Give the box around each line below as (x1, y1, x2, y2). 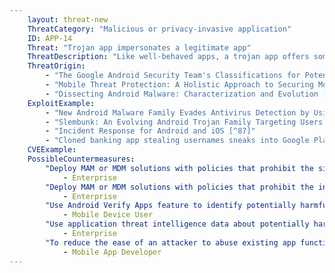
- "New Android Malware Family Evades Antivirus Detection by (45, 107, 310, 118)
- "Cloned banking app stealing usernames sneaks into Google (45, 136, 310, 146)
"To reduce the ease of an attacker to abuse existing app (45, 237, 297, 248)
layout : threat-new (27, 14, 109, 25)
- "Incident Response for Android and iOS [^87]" (45, 126, 256, 136)
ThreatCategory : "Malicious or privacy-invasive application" (27, 24, 292, 34)
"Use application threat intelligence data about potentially (45, 219, 310, 230)
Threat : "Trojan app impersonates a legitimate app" (27, 42, 252, 53)
